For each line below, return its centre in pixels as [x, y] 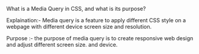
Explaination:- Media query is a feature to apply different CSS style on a [96, 20]
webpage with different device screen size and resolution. [79, 27]
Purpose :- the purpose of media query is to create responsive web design [100, 38]
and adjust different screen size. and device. [62, 45]
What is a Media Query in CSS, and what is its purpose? [76, 9]
